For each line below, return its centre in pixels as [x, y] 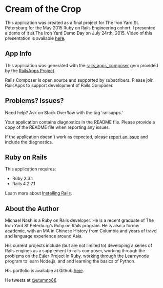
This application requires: [31, 169]
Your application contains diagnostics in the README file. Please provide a [80, 122]
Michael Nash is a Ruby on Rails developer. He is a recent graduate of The [80, 220]
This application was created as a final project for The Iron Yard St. [72, 23]
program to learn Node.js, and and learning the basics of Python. [70, 261]
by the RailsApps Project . [30, 71]
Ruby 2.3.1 [22, 179]
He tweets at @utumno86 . [31, 280]
